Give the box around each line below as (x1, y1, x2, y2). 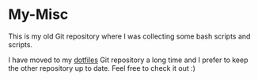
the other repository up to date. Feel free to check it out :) (8, 63, 196, 72)
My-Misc (8, 6, 69, 24)
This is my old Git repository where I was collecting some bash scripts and (8, 31, 251, 41)
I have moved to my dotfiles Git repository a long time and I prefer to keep (8, 55, 249, 64)
